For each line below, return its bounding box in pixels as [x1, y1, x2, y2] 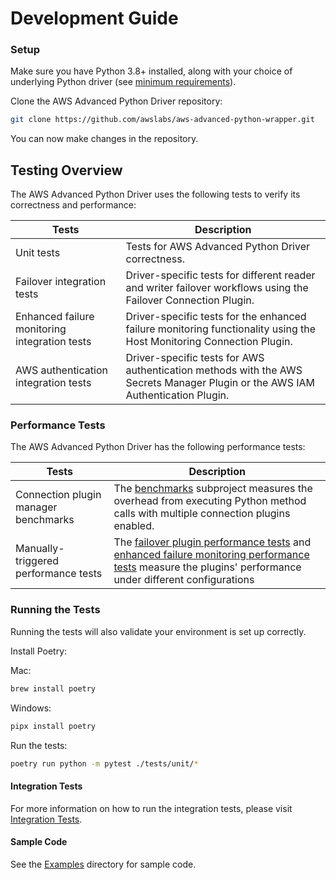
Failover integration [15, 275, 107, 289]
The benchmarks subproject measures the [113, 482, 313, 496]
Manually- [15, 542, 65, 556]
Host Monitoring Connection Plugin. [125, 335, 293, 349]
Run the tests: [10, 739, 68, 751]
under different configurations [113, 573, 255, 587]
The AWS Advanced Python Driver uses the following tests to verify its [10, 188, 301, 201]
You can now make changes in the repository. [10, 133, 199, 145]
